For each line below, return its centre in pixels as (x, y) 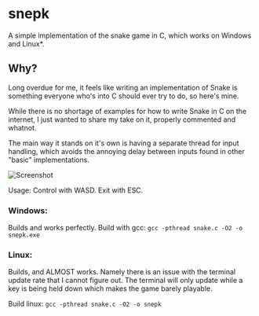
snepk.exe (24, 235)
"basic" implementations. (49, 160)
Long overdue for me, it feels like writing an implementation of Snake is (123, 87)
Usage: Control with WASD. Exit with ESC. (76, 190)
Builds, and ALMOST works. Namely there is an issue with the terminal (122, 272)
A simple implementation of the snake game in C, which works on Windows (130, 35)
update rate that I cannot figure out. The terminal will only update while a (126, 281)
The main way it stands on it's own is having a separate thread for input (124, 143)
